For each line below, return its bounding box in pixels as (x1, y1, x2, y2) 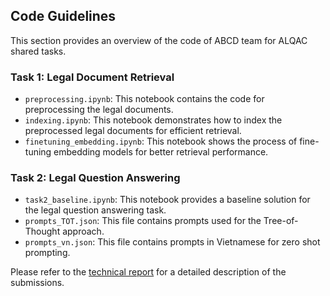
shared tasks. (10, 45, 67, 57)
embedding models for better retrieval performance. (53, 146, 269, 158)
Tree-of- (263, 215, 299, 227)
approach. (62, 225, 105, 238)
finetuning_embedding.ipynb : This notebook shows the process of (24, 135, 298, 148)
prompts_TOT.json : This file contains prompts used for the (24, 215, 262, 227)
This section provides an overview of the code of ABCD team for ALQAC (10, 34, 308, 46)
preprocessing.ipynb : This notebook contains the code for (24, 93, 265, 105)
